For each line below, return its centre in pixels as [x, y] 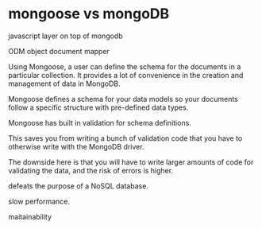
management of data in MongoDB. [64, 83]
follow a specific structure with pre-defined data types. [98, 107]
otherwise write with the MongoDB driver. [76, 146]
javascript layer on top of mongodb [65, 36]
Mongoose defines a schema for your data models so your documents [123, 99]
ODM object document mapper [59, 51]
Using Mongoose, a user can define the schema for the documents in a [125, 66]
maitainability [30, 216]
